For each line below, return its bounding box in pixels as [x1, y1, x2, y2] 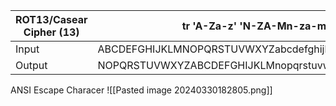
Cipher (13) [23, 25, 80, 39]
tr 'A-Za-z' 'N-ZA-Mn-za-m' [181, 19, 330, 33]
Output [15, 59, 48, 72]
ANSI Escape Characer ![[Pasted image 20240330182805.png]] [10, 84, 273, 96]
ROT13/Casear [15, 13, 88, 26]
